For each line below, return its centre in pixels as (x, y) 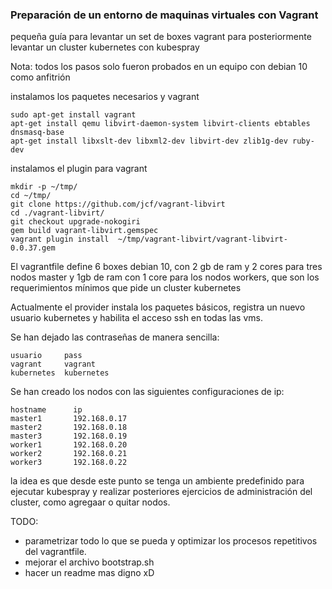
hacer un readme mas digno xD (89, 573)
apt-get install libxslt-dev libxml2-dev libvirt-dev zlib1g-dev (149, 141)
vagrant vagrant (53, 364)
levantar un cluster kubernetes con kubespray (105, 47)
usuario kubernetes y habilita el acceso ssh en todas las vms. (136, 318)
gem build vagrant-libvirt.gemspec (84, 231)
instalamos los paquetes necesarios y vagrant (105, 97)
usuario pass (46, 356)
